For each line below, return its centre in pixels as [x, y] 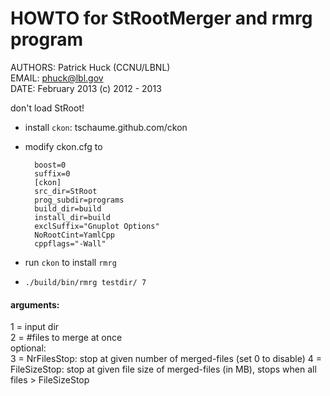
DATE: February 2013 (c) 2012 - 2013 [86, 88]
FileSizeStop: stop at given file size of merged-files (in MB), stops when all [163, 369]
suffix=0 [52, 173]
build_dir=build [68, 208]
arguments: [35, 304]
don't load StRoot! [47, 108]
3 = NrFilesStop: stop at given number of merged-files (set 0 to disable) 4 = [166, 359]
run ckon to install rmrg [70, 262]
